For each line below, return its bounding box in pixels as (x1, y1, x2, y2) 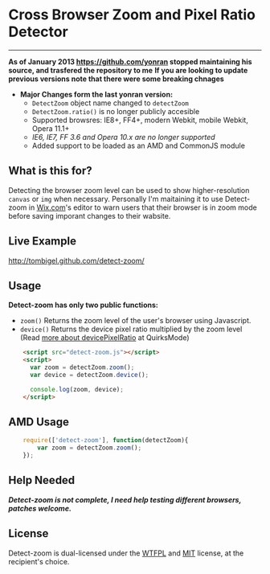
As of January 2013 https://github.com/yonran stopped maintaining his (8, 56, 252, 66)
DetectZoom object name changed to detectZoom (31, 98, 189, 108)
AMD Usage (8, 416, 70, 429)
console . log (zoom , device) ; (29, 385, 125, 393)
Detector (8, 23, 68, 41)
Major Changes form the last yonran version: (19, 89, 174, 99)
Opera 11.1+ (31, 123, 70, 133)
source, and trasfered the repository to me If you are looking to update (8, 65, 248, 75)
